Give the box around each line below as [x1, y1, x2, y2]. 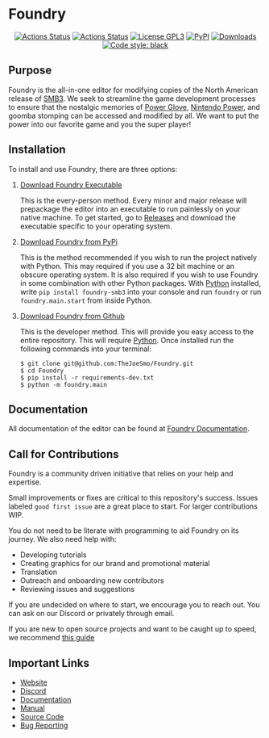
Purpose [8, 64, 52, 78]
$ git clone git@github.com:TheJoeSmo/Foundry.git [19, 359, 194, 367]
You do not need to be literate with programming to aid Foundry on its [8, 526, 239, 535]
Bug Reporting [19, 720, 68, 730]
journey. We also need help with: [8, 535, 117, 544]
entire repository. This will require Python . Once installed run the [19, 335, 234, 345]
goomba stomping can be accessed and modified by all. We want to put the [8, 111, 259, 120]
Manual [19, 703, 46, 713]
